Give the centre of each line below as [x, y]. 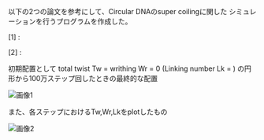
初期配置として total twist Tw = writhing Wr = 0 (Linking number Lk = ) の [126, 68]
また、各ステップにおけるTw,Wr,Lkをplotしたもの [88, 112]
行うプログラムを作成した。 [87, 21]
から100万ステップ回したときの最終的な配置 [86, 78]
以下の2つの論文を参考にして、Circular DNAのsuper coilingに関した [118, 11]
